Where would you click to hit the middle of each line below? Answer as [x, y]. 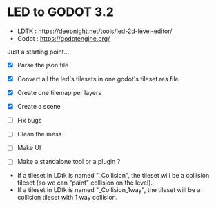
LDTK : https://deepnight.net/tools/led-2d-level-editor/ [95, 31]
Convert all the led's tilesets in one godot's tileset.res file [98, 79]
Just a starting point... [38, 52]
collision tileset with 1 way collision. [67, 198]
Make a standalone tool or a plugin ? [69, 162]
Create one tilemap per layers [59, 93]
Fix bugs [29, 121]
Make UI [29, 148]
